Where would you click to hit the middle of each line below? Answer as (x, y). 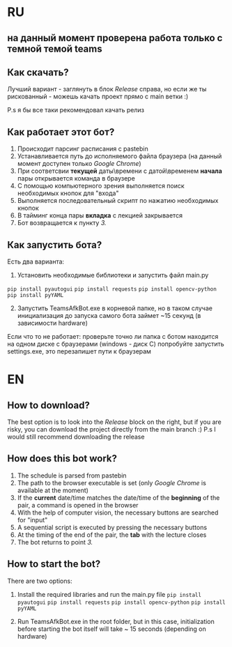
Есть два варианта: (36, 261)
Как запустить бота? (55, 245)
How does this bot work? (62, 458)
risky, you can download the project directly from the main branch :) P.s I (111, 429)
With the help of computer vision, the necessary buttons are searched (118, 512)
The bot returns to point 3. (55, 542)
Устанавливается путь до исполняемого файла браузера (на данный (119, 156)
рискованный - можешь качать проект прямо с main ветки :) (98, 97)
